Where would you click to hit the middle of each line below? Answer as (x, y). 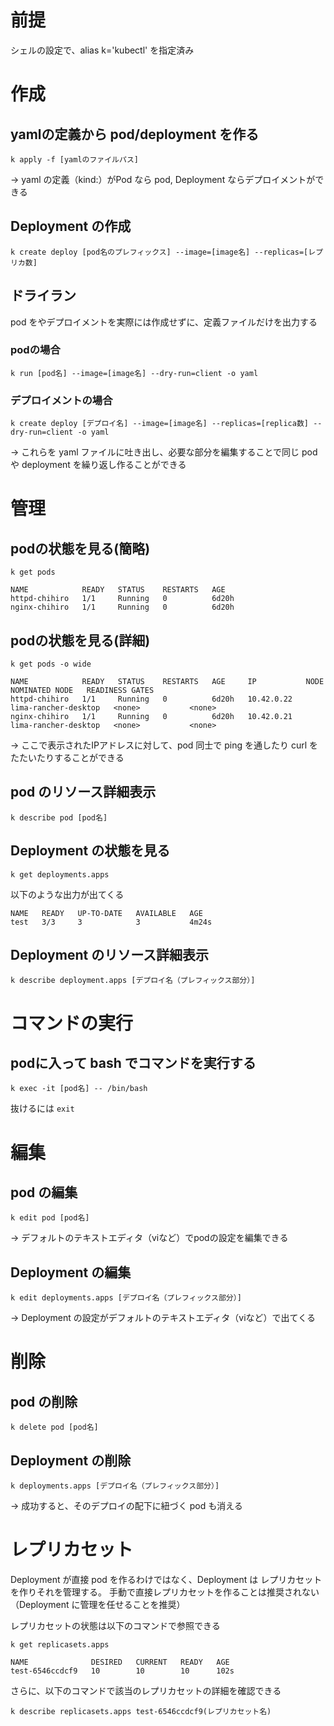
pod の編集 (44, 1192)
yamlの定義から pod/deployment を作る (135, 134)
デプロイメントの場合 (61, 400)
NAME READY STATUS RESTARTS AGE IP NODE (167, 681)
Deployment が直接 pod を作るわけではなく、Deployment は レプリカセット (166, 1579)
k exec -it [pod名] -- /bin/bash (79, 1089)
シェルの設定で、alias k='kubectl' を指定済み (102, 50)
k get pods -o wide (51, 664)
